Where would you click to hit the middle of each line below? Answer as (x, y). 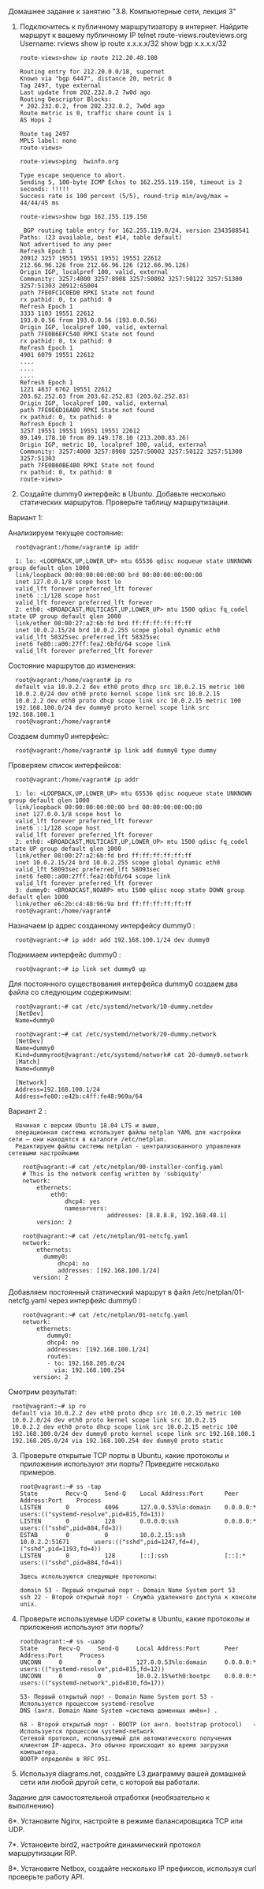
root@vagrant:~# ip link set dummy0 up (81, 969)
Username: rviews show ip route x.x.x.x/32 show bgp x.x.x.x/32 (123, 43)
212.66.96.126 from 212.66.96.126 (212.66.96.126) (104, 265)
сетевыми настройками (44, 1153)
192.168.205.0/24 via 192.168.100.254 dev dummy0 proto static (117, 1441)
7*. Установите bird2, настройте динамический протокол (104, 1845)
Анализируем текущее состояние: (66, 533)
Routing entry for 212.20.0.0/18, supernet (92, 72)
